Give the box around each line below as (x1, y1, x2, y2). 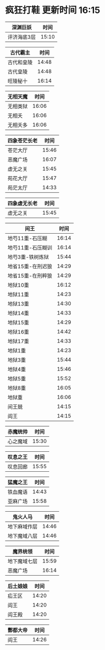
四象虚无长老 (7, 200, 38, 207)
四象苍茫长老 (7, 137, 38, 144)
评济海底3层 (7, 33, 36, 40)
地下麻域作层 (7, 523, 38, 530)
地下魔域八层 (7, 532, 38, 539)
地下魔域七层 (7, 558, 38, 565)
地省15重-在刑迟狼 (7, 263, 52, 270)
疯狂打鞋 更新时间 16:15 (5, 4, 101, 16)
